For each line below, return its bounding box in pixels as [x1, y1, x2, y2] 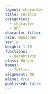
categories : [5, 16, 30, 21]
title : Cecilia [5, 12, 37, 17]
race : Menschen [5, 35, 37, 40]
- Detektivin [9, 53, 37, 59]
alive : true [5, 77, 30, 82]
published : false [5, 81, 41, 86]
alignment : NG [5, 72, 35, 77]
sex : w [5, 40, 19, 45]
